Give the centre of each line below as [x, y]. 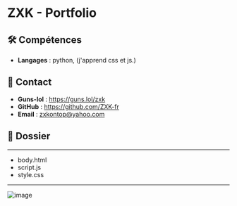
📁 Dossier [29, 136]
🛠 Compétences [45, 40]
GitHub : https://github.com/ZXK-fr [68, 106]
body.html [32, 160]
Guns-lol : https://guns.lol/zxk [61, 99]
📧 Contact [30, 82]
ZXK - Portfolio [52, 13]
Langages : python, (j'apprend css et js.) [77, 60]
